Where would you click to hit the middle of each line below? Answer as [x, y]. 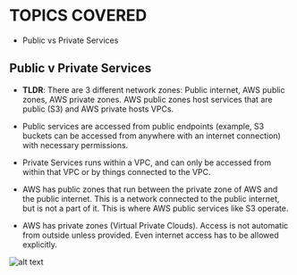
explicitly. [40, 244]
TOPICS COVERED [78, 16]
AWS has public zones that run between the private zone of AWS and [150, 189]
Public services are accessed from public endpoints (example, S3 [143, 126]
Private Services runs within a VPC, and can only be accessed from [146, 162]
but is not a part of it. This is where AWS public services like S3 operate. [155, 208]
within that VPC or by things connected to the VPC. [117, 171]
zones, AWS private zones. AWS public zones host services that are [147, 99]
